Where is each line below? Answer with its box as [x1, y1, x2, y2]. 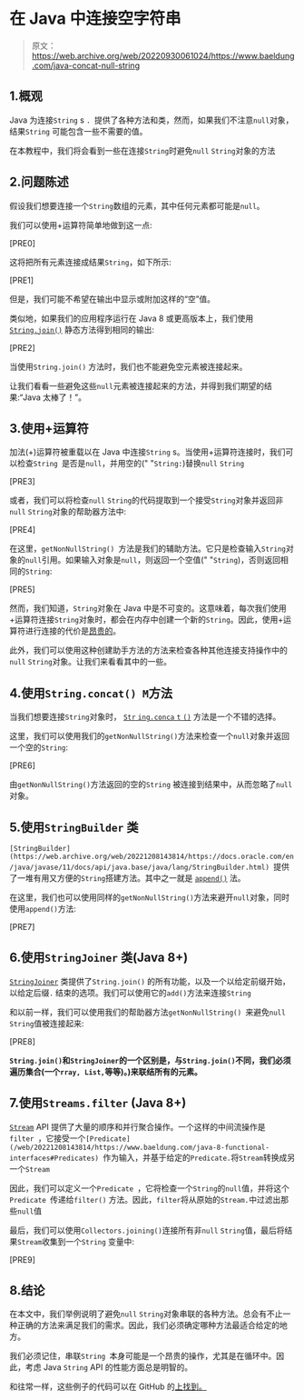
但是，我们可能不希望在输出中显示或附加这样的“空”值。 [9, 293, 216, 305]
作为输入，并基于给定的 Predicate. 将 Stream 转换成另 [103, 1152, 296, 1163]
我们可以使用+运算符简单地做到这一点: [9, 219, 152, 230]
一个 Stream [9, 1163, 50, 1174]
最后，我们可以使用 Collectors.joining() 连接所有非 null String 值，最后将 [9, 1225, 285, 1235]
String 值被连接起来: [9, 1017, 84, 1028]
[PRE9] [9, 1254, 36, 1265]
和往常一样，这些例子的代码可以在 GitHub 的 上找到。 [9, 1381, 207, 1392]
